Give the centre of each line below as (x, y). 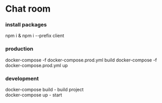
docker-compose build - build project (45, 90)
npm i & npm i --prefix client (35, 36)
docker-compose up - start (34, 95)
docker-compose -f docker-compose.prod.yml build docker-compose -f (81, 60)
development (22, 78)
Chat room (28, 9)
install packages (26, 25)
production (19, 49)
